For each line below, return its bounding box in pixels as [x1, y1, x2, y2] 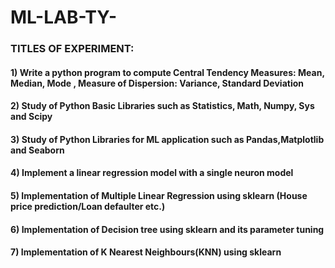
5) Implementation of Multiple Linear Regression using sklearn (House [10, 190, 308, 202]
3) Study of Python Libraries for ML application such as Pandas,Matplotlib [10, 133, 325, 145]
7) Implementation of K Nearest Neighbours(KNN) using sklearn [10, 246, 282, 258]
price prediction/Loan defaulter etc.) [10, 201, 166, 213]
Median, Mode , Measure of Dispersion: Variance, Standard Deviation [10, 77, 304, 89]
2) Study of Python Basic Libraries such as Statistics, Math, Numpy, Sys [10, 100, 315, 112]
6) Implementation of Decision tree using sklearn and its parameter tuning [10, 223, 325, 235]
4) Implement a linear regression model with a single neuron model [10, 167, 294, 179]
